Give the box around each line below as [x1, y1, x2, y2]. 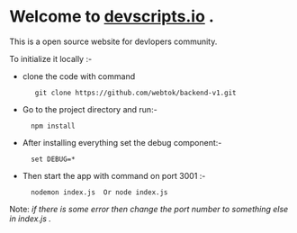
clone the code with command [22, 70, 136, 82]
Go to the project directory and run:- [22, 103, 157, 114]
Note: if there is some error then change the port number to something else [9, 203, 289, 214]
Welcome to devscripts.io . [9, 6, 214, 27]
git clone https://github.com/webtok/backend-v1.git [34, 88, 237, 97]
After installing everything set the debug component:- [22, 137, 222, 148]
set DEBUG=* [31, 155, 76, 164]
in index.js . [9, 213, 52, 224]
